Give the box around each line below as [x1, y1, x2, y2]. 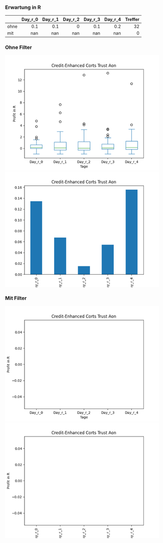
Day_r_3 [83, 16, 101, 22]
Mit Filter [5, 295, 27, 302]
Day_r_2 [62, 16, 80, 22]
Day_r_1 [42, 16, 59, 22]
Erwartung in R [5, 4, 41, 11]
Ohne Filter [5, 43, 32, 50]
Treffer [125, 16, 140, 22]
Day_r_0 [21, 16, 38, 22]
